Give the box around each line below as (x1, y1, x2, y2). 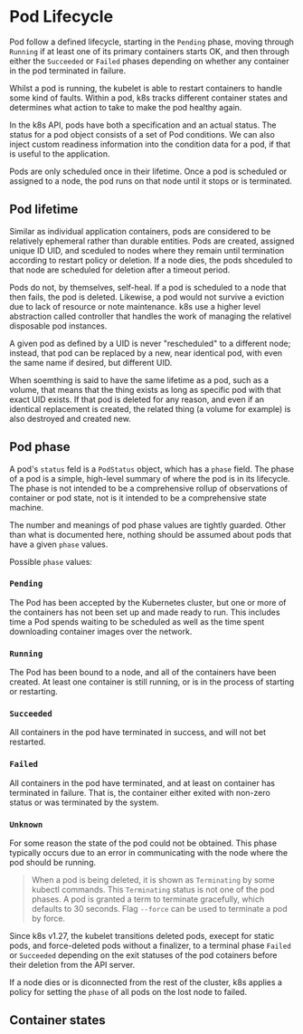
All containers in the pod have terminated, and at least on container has (9, 777, 276, 789)
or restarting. (9, 686, 59, 697)
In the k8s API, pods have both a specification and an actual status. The (9, 120, 277, 130)
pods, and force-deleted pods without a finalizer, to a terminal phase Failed (9, 940, 291, 952)
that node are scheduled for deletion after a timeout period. (9, 264, 231, 275)
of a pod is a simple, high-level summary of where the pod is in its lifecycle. (9, 473, 291, 483)
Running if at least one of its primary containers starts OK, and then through (9, 45, 289, 56)
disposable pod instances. (9, 320, 108, 331)
